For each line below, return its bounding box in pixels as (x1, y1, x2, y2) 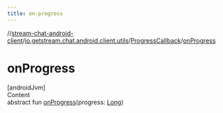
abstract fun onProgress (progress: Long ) (7, 98, 124, 106)
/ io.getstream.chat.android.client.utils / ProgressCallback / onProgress (22, 36, 216, 45)
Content (7, 90, 30, 99)
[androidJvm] (7, 83, 46, 92)
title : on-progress (7, 10, 64, 17)
